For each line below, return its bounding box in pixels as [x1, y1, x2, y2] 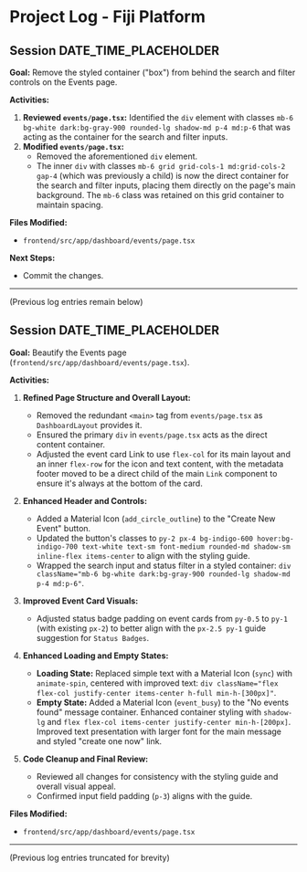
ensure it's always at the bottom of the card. [36, 478, 203, 489]
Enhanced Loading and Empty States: [22, 650, 169, 661]
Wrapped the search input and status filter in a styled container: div [36, 560, 291, 571]
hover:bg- [257, 534, 294, 543]
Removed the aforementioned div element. [36, 151, 198, 162]
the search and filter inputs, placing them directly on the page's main [36, 180, 296, 191]
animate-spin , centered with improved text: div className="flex [36, 678, 279, 688]
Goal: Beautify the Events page [9, 347, 127, 358]
